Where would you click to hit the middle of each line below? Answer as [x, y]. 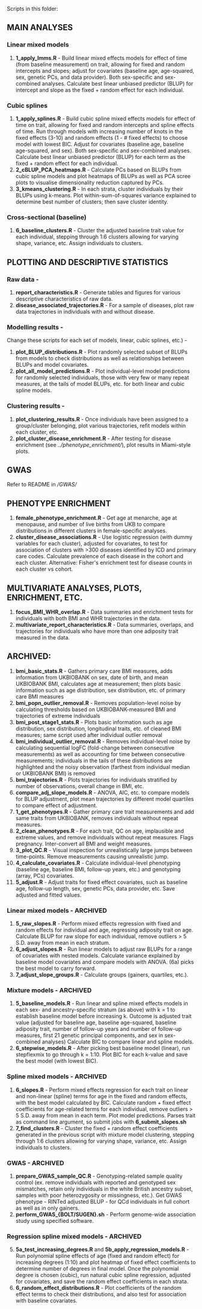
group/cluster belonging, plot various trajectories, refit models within [100, 425]
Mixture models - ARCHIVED [49, 990]
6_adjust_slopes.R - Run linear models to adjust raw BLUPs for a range [104, 949]
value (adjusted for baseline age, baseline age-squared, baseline [96, 1022]
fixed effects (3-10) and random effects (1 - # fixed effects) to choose [102, 137]
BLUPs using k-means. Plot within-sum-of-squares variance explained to [106, 195]
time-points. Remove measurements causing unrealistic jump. [92, 856]
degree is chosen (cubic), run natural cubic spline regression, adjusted [103, 1275]
